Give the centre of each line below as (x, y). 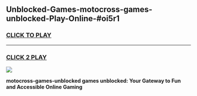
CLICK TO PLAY (29, 35)
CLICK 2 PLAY (26, 57)
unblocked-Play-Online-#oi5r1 (63, 19)
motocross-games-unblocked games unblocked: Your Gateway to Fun (94, 80)
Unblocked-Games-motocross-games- (79, 10)
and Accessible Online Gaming (44, 87)
